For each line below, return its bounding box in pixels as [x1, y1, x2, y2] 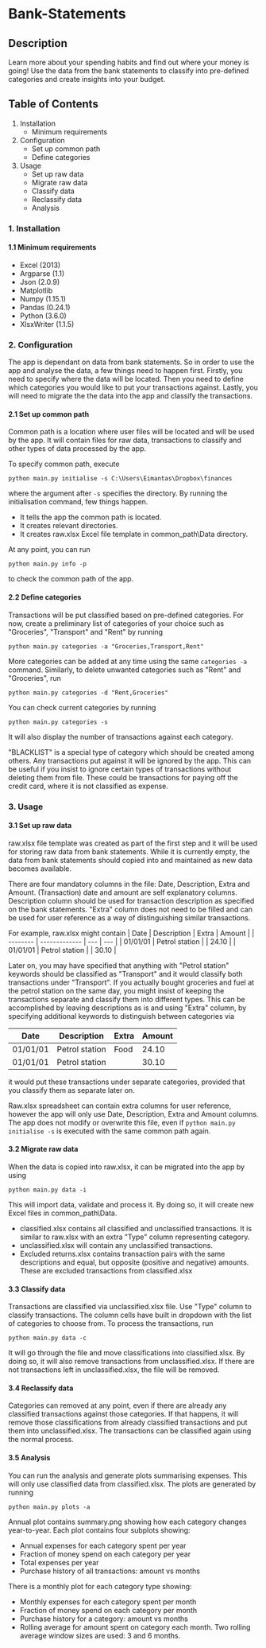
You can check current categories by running [8, 702, 156, 712]
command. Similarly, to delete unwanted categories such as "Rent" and [8, 665, 241, 674]
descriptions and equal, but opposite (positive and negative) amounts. [19, 1257, 249, 1267]
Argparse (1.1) [19, 268, 65, 278]
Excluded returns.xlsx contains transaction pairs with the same [19, 1249, 226, 1258]
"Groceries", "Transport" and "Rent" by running [8, 627, 164, 636]
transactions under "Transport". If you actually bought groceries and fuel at [8, 978, 255, 987]
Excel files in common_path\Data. [8, 1208, 118, 1218]
